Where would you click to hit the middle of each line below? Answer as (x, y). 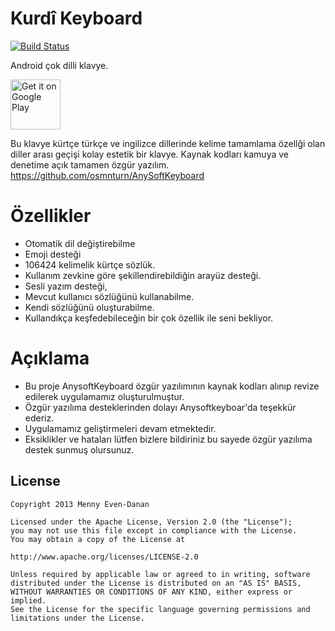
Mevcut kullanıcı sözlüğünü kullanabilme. (109, 296)
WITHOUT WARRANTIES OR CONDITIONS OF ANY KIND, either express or (151, 592)
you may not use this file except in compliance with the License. (154, 530)
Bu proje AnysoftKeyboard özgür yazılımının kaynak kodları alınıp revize (172, 386)
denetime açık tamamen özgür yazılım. (90, 164)
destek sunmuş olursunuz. (79, 449)
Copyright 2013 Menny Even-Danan (80, 504)
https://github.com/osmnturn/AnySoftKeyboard (107, 175)
